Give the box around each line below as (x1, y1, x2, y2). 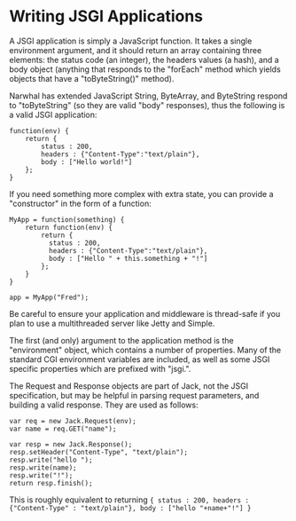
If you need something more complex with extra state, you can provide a (9, 188, 274, 199)
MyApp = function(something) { (9, 215, 125, 224)
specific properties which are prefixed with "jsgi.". (9, 363, 191, 374)
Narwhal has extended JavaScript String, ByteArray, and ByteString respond (9, 91, 288, 101)
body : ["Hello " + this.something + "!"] (48, 254, 208, 263)
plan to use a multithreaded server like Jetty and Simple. (9, 318, 215, 328)
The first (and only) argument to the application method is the (9, 335, 234, 345)
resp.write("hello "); (9, 455, 93, 464)
